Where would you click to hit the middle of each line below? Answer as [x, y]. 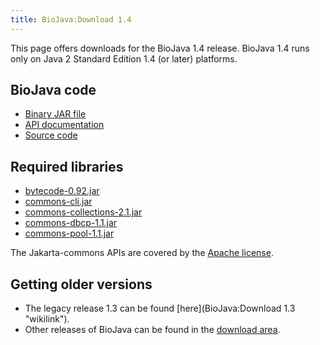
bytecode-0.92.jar [62, 191]
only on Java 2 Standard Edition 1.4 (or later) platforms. [124, 58]
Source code [51, 135]
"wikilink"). [47, 319]
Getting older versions [81, 284]
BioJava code [53, 90]
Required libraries [67, 166]
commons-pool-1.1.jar [69, 233]
